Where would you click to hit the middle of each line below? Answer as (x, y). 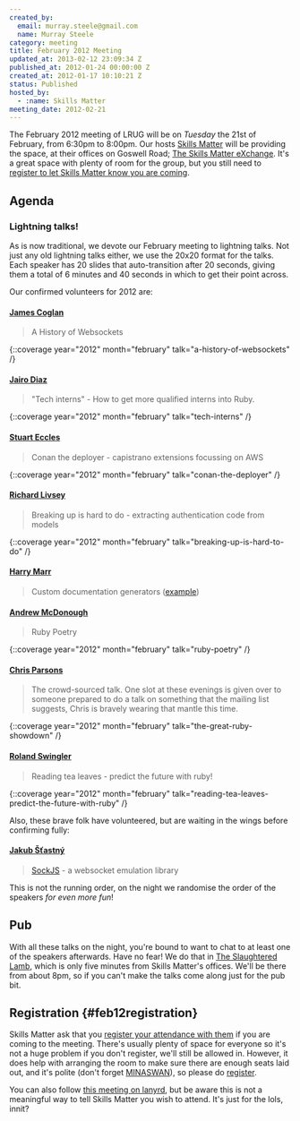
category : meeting (43, 43)
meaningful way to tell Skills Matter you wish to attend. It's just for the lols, (146, 1100)
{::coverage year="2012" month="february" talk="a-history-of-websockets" (150, 349)
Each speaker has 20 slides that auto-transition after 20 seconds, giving (142, 264)
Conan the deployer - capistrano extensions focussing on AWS (147, 457)
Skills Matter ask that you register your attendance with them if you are (140, 1034)
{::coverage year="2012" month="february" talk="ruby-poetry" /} (130, 649)
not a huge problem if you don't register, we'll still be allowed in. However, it (149, 1054)
